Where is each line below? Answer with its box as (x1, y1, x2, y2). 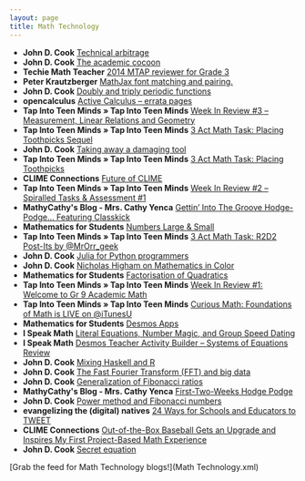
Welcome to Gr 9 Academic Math (22, 289, 147, 300)
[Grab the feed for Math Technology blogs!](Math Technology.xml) (9, 461, 259, 472)
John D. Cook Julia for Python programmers (22, 250, 189, 261)
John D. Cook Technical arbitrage (22, 46, 150, 57)
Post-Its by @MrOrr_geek (22, 240, 118, 251)
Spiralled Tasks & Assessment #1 (22, 192, 147, 203)
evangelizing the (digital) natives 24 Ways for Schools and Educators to (22, 404, 296, 415)
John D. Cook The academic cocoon (22, 56, 161, 67)
